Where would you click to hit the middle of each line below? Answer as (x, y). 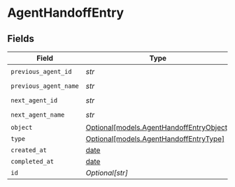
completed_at (33, 162)
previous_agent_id (41, 72)
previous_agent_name (45, 86)
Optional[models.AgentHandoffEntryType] (155, 139)
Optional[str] (107, 173)
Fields (21, 39)
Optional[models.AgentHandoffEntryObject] (158, 127)
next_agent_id (34, 100)
